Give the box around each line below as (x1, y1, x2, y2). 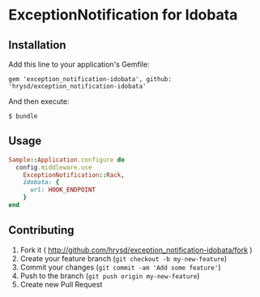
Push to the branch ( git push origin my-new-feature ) (19, 270, 200, 281)
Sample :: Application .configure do (8, 156, 126, 164)
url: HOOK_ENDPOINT (29, 186, 96, 194)
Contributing (8, 223, 75, 237)
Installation (8, 38, 66, 52)
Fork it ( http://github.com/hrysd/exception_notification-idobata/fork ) (19, 245, 253, 255)
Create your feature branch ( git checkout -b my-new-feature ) (19, 253, 228, 263)
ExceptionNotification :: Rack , (23, 170, 126, 179)
